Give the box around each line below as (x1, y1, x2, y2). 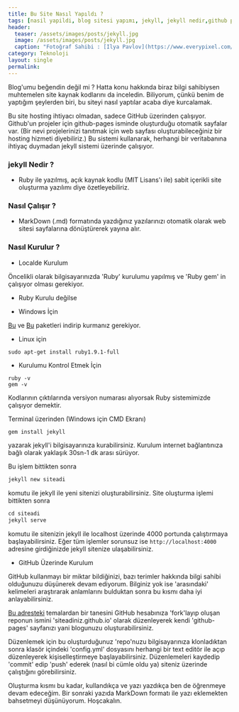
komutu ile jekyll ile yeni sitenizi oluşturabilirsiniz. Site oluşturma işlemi (8, 489, 213, 498)
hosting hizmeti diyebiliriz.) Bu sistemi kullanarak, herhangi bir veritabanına (8, 134, 227, 143)
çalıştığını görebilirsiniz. (8, 668, 77, 677)
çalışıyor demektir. (8, 400, 62, 409)
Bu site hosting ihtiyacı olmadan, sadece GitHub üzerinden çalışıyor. (8, 111, 206, 120)
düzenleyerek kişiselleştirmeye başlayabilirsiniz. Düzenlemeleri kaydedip (8, 652, 221, 661)
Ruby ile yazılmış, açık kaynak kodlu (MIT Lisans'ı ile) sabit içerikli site (18, 175, 222, 184)
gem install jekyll (8, 428, 66, 435)
